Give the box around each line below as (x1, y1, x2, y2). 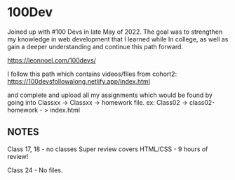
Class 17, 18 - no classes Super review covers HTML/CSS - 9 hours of (7, 145, 208, 153)
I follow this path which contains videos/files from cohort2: (7, 70, 177, 78)
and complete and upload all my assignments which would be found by (7, 91, 213, 99)
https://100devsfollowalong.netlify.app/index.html (7, 77, 151, 85)
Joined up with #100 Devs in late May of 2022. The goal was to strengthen (7, 27, 223, 36)
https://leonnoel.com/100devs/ (7, 56, 96, 64)
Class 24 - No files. (7, 166, 63, 174)
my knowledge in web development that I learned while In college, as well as (7, 34, 229, 43)
